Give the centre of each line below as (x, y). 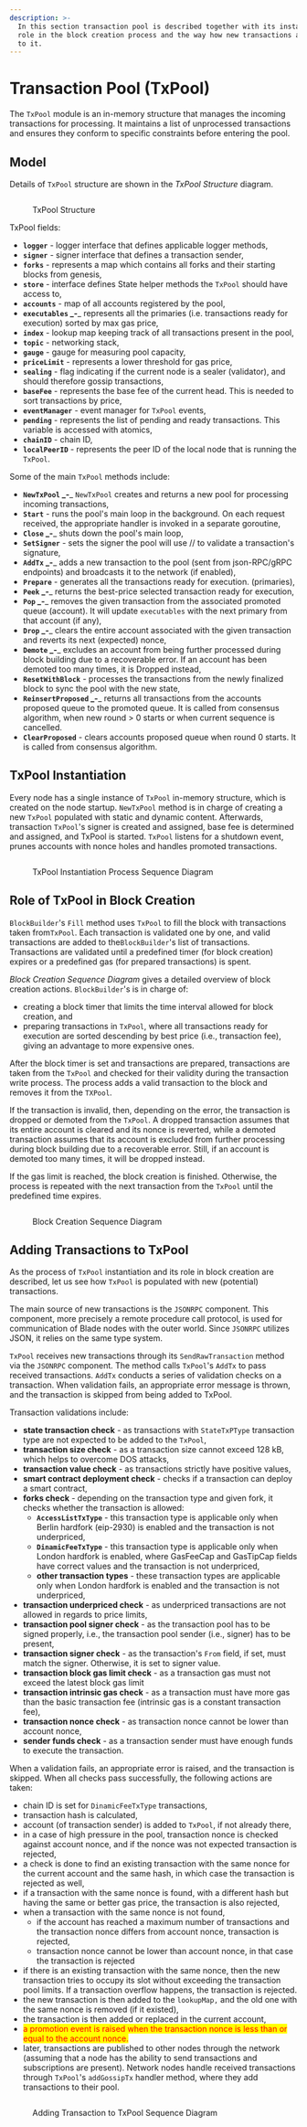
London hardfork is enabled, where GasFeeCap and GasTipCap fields (167, 1557)
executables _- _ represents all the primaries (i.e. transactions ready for (155, 313)
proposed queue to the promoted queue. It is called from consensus (151, 708)
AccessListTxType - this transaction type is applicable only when (157, 1517)
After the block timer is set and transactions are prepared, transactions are (150, 1063)
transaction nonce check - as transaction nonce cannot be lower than (156, 1722)
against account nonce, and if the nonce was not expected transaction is (159, 1845)
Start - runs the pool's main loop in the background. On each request (153, 514)
